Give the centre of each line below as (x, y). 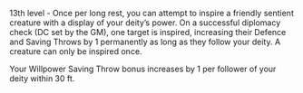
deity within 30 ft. (42, 79)
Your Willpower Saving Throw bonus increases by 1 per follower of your (143, 69)
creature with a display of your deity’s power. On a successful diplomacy (145, 23)
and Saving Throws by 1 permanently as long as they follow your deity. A (145, 42)
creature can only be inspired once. (76, 51)
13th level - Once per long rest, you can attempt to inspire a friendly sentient (152, 13)
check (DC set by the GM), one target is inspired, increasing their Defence (148, 32)
